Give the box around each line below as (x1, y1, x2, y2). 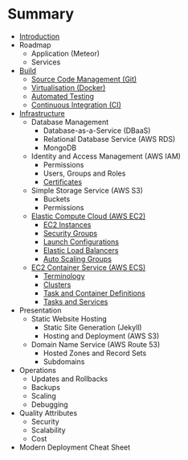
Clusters (43, 280, 72, 289)
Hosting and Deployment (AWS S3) (43, 331, 160, 341)
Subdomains (43, 356, 85, 367)
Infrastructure (18, 108, 65, 118)
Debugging (31, 400, 69, 409)
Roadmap (18, 39, 51, 49)
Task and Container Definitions (43, 288, 145, 298)
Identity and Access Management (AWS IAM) (31, 151, 182, 161)
